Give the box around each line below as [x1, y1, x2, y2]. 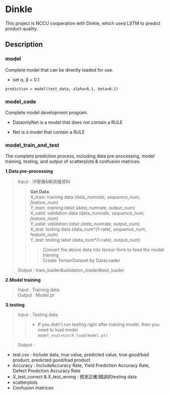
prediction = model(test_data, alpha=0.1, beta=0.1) [5, 86, 119, 91]
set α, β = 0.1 [12, 77, 39, 83]
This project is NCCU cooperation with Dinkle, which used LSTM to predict [5, 20, 160, 26]
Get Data [30, 189, 49, 195]
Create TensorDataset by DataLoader [42, 257, 121, 263]
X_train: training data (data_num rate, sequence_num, [30, 194, 140, 200]
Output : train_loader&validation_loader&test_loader [17, 267, 125, 273]
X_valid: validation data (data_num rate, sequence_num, [30, 210, 145, 216]
